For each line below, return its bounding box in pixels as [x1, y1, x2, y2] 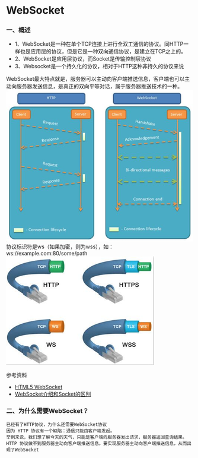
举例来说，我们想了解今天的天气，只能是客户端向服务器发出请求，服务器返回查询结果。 [6, 434, 187, 440]
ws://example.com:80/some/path [6, 250, 88, 257]
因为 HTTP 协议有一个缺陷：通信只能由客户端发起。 [6, 428, 115, 434]
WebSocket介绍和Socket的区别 [14, 390, 91, 398]
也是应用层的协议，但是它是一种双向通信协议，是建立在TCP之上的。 [20, 48, 187, 55]
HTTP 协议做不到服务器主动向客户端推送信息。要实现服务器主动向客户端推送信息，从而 [6, 441, 187, 447]
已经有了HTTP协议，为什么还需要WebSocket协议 [6, 422, 107, 428]
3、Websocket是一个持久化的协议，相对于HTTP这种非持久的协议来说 [14, 63, 184, 70]
